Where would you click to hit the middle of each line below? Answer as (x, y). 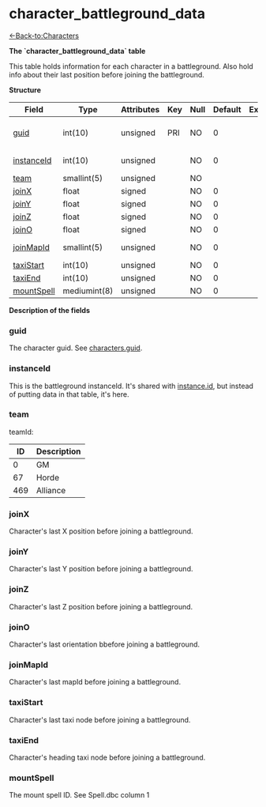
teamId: (21, 432)
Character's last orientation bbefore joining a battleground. (105, 644)
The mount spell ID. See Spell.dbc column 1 (79, 795)
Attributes (140, 109)
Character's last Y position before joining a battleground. (101, 569)
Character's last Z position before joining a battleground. (101, 606)
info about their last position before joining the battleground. (107, 74)
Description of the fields (49, 310)
